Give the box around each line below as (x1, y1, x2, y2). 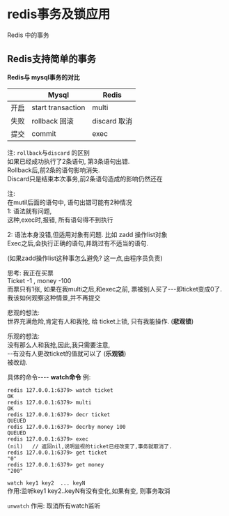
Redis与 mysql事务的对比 (7, 73, 80, 81)
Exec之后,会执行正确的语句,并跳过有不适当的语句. (7, 238, 149, 248)
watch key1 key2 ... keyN (7, 479, 86, 487)
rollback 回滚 (31, 116, 74, 126)
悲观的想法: (7, 308, 40, 317)
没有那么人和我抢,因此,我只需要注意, (7, 340, 111, 349)
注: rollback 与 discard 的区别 (7, 148, 90, 157)
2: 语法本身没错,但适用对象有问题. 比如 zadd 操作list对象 (7, 230, 168, 238)
